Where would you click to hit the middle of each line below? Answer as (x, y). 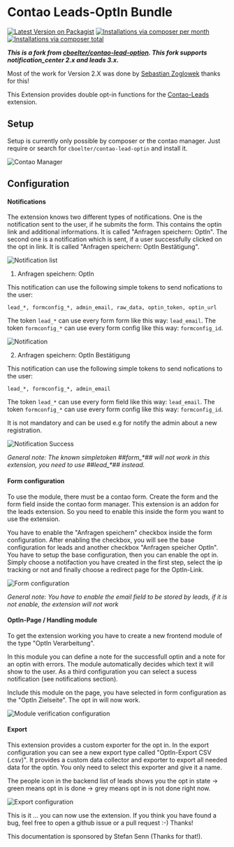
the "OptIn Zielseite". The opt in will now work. (74, 699)
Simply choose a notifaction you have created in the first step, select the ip (115, 562)
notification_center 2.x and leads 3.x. (63, 59)
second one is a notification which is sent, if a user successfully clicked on (115, 239)
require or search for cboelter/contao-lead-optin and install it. (97, 148)
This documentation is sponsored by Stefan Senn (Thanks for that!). (105, 836)
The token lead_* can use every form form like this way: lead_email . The (112, 321)
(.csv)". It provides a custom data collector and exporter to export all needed (117, 760)
